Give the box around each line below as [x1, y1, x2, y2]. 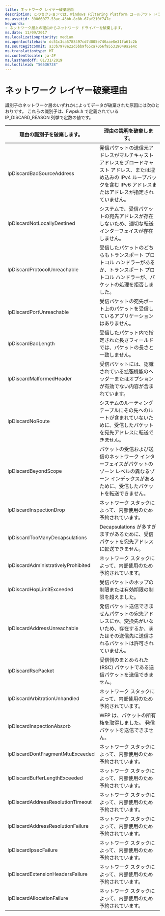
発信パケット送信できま [99, 603, 154, 610]
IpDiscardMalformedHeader [7, 375, 72, 382]
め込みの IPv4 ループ [99, 174, 147, 181]
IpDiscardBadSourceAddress [7, 170, 75, 177]
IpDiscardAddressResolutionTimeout [7, 799, 92, 806]
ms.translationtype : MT [5, 48, 54, 53]
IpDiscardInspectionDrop [7, 506, 65, 513]
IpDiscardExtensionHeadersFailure [7, 871, 87, 878]
